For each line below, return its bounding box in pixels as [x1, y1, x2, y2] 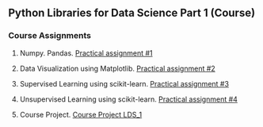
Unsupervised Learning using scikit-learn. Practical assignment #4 [19, 94, 238, 104]
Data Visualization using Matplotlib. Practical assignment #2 [19, 63, 215, 73]
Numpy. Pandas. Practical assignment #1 [19, 48, 153, 58]
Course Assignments [8, 30, 91, 41]
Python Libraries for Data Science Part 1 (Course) [8, 6, 256, 20]
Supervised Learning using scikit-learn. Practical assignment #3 [19, 79, 230, 88]
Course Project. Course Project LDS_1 [19, 110, 143, 119]
